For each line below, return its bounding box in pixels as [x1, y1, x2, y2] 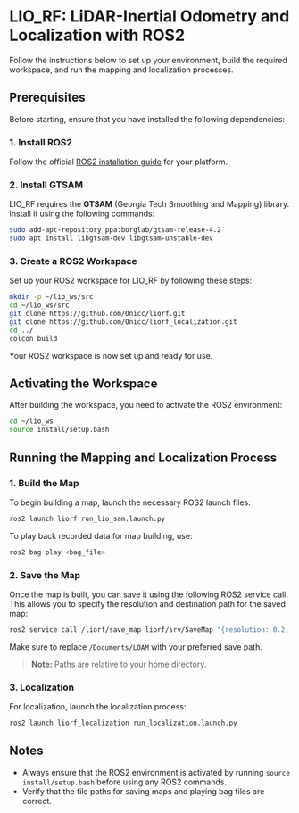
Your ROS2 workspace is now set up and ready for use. [9, 350, 213, 361]
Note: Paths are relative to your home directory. [30, 659, 207, 669]
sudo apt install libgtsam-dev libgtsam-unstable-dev [9, 234, 214, 243]
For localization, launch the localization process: [9, 701, 187, 712]
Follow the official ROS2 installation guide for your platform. [9, 156, 228, 167]
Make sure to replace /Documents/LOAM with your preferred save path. [9, 641, 263, 652]
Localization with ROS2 [9, 25, 186, 46]
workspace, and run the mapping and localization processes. [9, 64, 234, 75]
